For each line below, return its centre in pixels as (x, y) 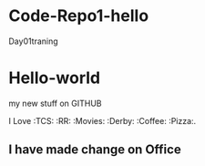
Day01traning (33, 41)
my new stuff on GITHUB (55, 103)
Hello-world (55, 78)
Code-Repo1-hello (79, 16)
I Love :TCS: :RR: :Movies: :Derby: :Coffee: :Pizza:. (102, 120)
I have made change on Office (95, 150)
